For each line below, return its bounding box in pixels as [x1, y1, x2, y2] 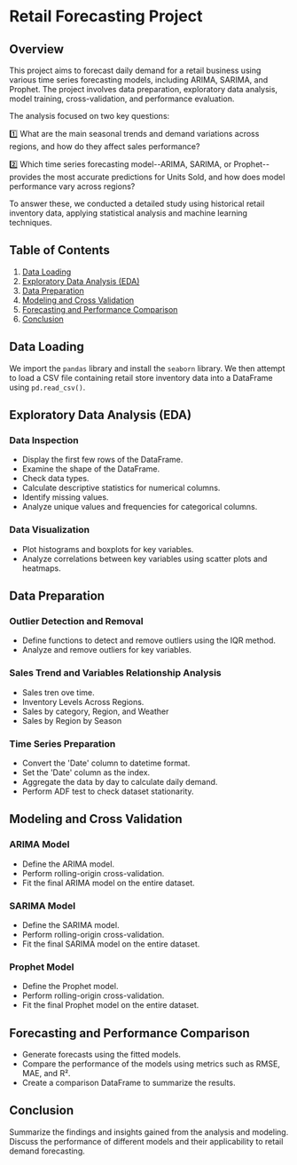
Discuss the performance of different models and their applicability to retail [9, 1136, 284, 1146]
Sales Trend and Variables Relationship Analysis [9, 667, 222, 679]
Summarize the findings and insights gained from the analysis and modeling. [9, 1126, 289, 1137]
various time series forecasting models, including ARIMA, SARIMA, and [9, 75, 269, 85]
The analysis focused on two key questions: [9, 111, 170, 121]
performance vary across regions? [9, 181, 136, 192]
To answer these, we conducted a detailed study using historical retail [9, 198, 265, 209]
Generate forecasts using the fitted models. [21, 1049, 182, 1059]
